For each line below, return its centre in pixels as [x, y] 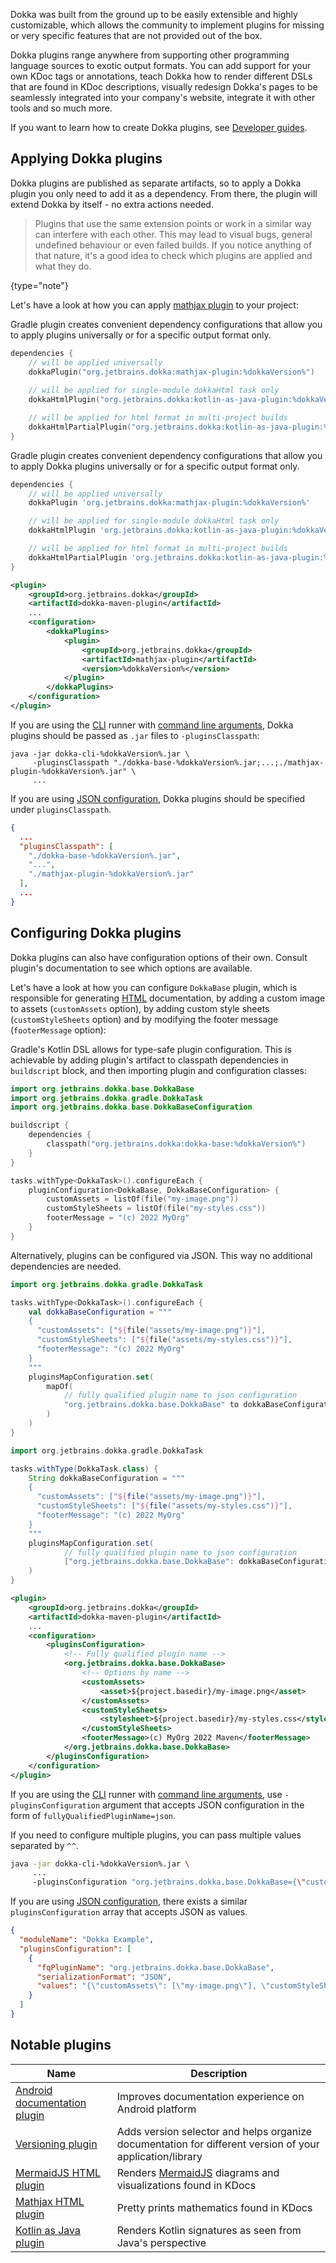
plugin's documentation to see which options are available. [131, 968]
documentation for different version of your [218, 2144]
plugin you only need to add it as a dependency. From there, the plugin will [164, 193]
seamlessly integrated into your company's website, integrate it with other [163, 97]
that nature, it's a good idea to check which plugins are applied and [173, 255]
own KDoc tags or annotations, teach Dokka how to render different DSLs [161, 76]
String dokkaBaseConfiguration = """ [107, 1478]
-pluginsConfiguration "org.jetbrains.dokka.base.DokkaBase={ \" [169, 1882]
